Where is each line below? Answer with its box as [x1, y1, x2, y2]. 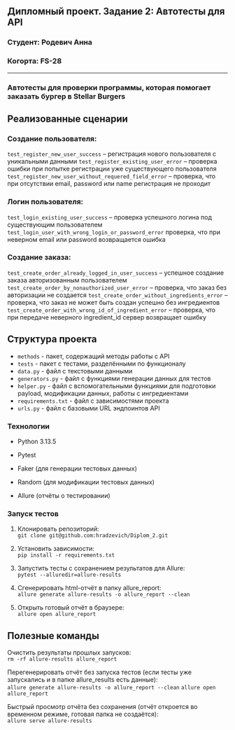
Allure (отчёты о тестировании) [17, 491, 111, 499]
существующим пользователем [7, 220, 103, 229]
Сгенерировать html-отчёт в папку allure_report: [17, 584, 162, 592]
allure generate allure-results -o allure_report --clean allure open [7, 685, 216, 692]
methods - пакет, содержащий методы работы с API [17, 352, 170, 360]
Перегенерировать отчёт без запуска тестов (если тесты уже [7, 668, 192, 677]
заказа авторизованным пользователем [7, 275, 127, 284]
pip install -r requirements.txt [17, 552, 115, 559]
